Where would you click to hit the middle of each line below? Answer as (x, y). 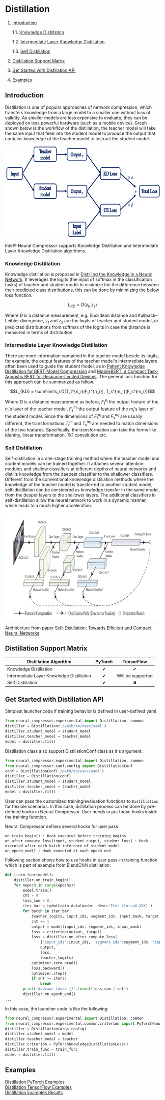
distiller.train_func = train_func (41, 1050)
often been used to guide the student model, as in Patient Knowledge (75, 366)
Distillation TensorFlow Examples (39, 1087)
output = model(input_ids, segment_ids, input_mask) (86, 927)
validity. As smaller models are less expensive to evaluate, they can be (76, 118)
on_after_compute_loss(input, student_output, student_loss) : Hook (77, 841)
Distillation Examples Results (34, 1092)
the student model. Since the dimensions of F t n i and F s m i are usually (74, 416)
